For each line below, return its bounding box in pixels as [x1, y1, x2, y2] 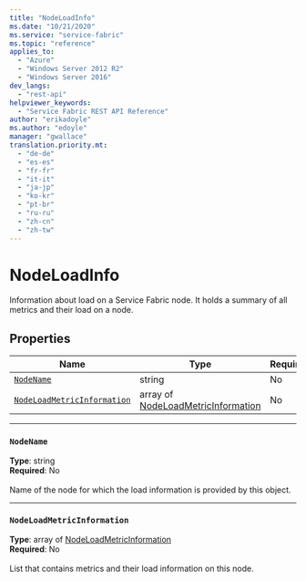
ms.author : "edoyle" [9, 124, 88, 133]
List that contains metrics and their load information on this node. [9, 563, 254, 574]
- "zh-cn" [17, 216, 55, 226]
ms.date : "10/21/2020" [9, 22, 96, 31]
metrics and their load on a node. [9, 305, 134, 316]
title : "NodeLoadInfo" [9, 13, 96, 23]
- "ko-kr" [17, 192, 55, 201]
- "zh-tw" [17, 225, 55, 234]
